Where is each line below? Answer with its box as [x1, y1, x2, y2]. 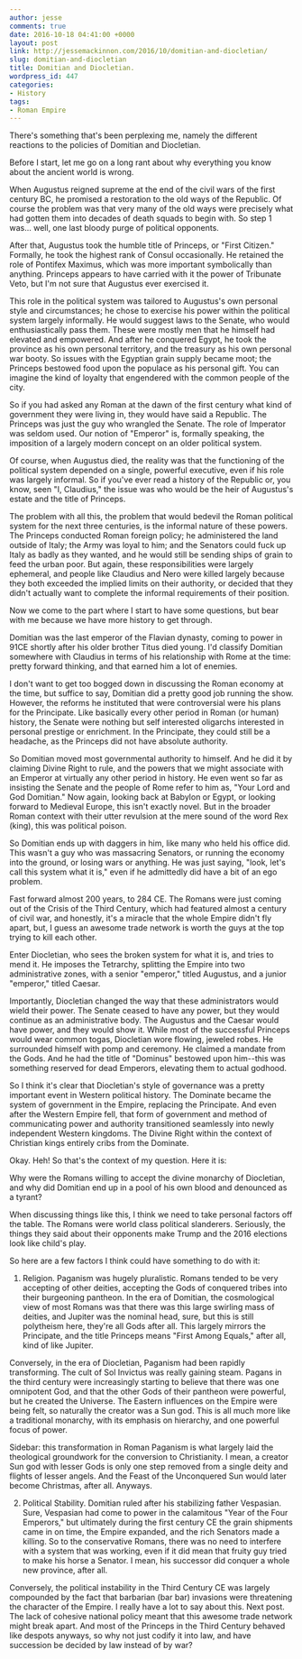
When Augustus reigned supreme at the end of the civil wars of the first [9, 184, 276, 195]
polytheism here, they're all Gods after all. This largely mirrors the [22, 1321, 266, 1332]
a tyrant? [9, 1192, 42, 1203]
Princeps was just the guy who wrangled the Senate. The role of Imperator [9, 418, 287, 429]
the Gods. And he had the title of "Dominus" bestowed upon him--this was [9, 1053, 286, 1064]
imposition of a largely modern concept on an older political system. [9, 438, 262, 449]
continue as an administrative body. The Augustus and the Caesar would [9, 1015, 279, 1026]
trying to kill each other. [9, 932, 97, 943]
